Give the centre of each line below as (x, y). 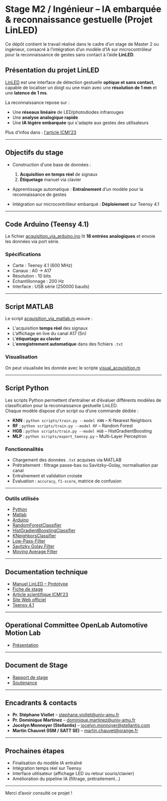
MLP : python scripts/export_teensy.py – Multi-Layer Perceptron (80, 436)
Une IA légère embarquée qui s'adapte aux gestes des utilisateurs (81, 122)
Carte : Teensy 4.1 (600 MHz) (42, 265)
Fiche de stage (28, 589)
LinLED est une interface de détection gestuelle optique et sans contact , (80, 82)
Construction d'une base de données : (52, 165)
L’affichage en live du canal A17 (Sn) (49, 334)
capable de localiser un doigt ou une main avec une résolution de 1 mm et (81, 88)
